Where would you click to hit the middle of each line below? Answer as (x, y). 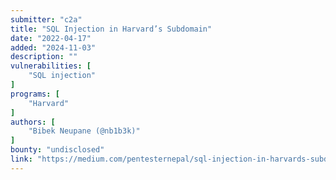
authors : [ (33, 122)
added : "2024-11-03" (53, 47)
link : (21, 159)
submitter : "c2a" (46, 19)
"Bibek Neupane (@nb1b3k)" (84, 131)
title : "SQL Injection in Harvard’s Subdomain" (111, 29)
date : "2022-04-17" (51, 38)
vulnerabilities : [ (51, 66)
